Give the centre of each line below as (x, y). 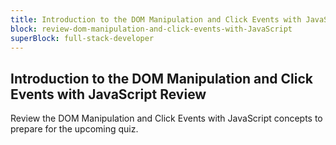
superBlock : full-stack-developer (82, 38)
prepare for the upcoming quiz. (74, 129)
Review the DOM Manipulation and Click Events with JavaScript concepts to (166, 118)
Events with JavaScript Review (108, 94)
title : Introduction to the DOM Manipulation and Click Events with (156, 19)
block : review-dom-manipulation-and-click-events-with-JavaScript (151, 29)
